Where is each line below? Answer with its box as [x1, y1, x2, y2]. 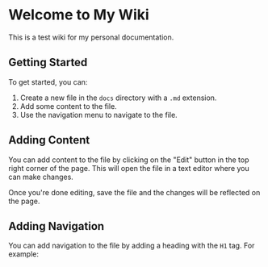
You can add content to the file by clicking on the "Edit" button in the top [8, 155, 249, 165]
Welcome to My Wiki [8, 6, 149, 24]
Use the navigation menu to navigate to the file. [19, 110, 178, 119]
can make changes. [8, 172, 74, 181]
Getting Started [8, 56, 88, 69]
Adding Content [8, 133, 90, 147]
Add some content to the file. [19, 101, 117, 111]
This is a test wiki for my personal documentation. [8, 32, 174, 42]
